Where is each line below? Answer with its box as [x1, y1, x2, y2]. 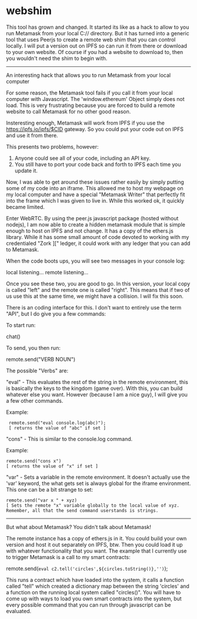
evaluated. [6, 607, 32, 614]
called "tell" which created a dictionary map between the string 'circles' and [6, 583, 189, 590]
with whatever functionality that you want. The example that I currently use [6, 547, 187, 554]
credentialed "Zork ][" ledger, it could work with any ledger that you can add [6, 240, 191, 247]
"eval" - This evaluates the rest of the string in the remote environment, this [6, 378, 189, 385]
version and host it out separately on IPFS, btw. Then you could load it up [6, 541, 183, 548]
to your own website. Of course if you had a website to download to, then [6, 48, 184, 55]
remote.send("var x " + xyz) [6, 497, 77, 503]
